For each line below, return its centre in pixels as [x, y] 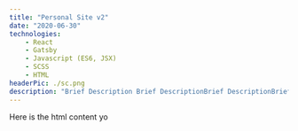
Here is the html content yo [59, 117]
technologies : [35, 34]
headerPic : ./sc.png [47, 83]
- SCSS [37, 67]
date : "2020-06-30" [45, 26]
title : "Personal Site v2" [59, 17]
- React [39, 42]
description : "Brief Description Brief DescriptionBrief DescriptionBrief [150, 91]
